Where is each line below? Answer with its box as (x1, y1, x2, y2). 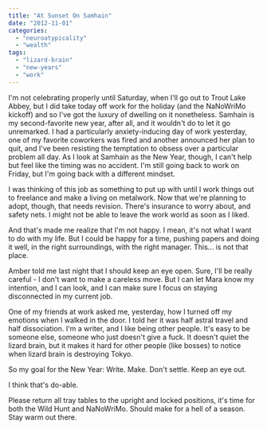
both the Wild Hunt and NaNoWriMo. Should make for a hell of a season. (8, 404, 245, 413)
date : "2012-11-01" (8, 19, 73, 27)
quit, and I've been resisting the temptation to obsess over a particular (8, 143, 239, 153)
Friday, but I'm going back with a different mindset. (8, 169, 175, 178)
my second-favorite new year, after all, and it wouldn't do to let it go (8, 118, 231, 127)
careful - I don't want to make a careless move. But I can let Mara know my (8, 274, 254, 283)
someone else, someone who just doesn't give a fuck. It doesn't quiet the (8, 332, 249, 342)
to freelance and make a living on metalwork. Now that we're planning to (8, 193, 246, 202)
